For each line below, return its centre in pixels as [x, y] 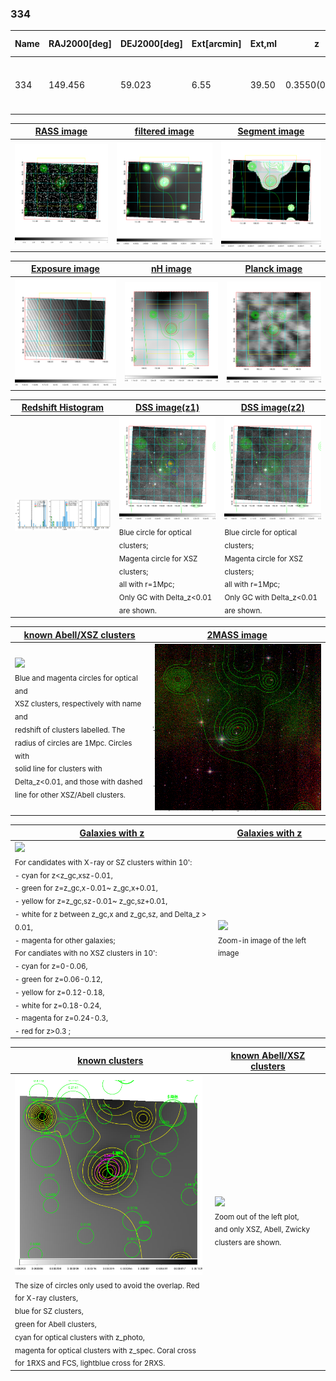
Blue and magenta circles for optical [76, 678]
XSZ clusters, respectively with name [78, 704]
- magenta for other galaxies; [65, 940]
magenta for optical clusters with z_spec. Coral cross [105, 1350]
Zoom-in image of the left [262, 940]
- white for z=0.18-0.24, [58, 1005]
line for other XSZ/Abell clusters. [70, 795]
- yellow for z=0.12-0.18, [59, 992]
